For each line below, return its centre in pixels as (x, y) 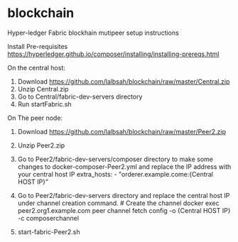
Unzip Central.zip (43, 89)
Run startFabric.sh (45, 104)
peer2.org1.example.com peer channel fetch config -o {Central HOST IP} (124, 210)
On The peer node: (35, 118)
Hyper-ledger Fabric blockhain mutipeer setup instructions (93, 33)
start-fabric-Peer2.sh (49, 231)
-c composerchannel (48, 218)
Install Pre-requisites (38, 46)
